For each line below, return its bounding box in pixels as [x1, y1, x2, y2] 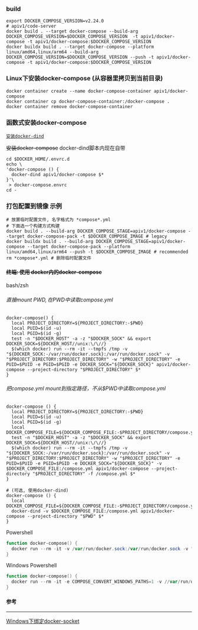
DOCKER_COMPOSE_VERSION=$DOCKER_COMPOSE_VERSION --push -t [6, 54, 154, 60]
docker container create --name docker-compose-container [6, 88, 151, 94]
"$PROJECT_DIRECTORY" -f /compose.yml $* [32, 470, 136, 477]
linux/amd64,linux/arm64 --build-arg [6, 49, 99, 55]
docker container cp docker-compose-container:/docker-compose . [6, 98, 170, 105]
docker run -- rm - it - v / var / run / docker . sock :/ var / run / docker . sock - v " [11, 545, 194, 551]
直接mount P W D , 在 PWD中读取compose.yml [6, 296, 113, 303]
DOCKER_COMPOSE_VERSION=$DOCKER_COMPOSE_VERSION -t [6, 34, 138, 40]
